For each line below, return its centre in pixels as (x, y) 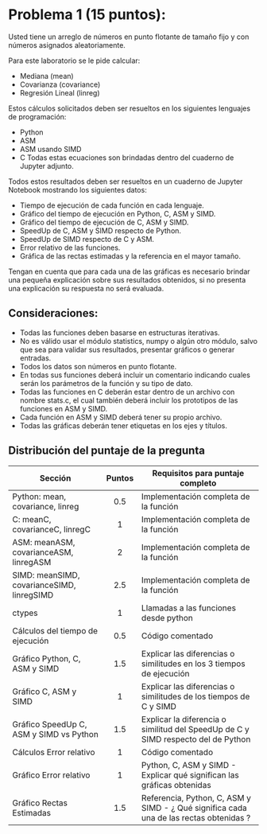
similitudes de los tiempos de (196, 696)
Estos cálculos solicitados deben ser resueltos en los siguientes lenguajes (130, 108)
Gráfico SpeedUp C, (50, 724)
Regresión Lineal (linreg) (60, 92)
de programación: (37, 116)
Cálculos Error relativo (54, 752)
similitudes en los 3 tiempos (193, 664)
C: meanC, (32, 519)
